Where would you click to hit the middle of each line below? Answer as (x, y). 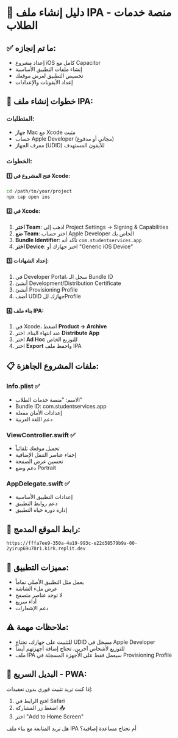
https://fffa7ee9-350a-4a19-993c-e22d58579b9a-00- (72, 544)
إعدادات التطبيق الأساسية (44, 497)
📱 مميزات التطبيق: (37, 567)
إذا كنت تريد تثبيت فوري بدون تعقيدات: (49, 689)
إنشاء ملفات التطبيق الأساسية (48, 69)
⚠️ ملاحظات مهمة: (37, 627)
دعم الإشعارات (32, 608)
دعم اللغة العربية (34, 419)
